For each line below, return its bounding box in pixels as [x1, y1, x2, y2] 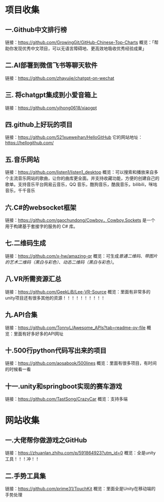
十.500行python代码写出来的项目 [5, 346, 107, 355]
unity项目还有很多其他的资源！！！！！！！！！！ [5, 295, 105, 301]
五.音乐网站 [5, 155, 40, 164]
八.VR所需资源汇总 [5, 275, 62, 283]
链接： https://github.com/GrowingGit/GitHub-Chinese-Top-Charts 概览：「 [5, 40, 155, 45]
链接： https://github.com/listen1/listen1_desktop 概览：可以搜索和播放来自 [5, 169, 154, 175]
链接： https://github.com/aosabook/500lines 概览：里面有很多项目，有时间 [5, 360, 157, 366]
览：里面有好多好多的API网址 [5, 331, 64, 336]
